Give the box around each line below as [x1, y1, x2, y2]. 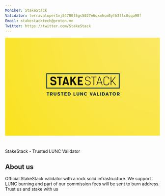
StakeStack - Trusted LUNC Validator [5, 148, 80, 154]
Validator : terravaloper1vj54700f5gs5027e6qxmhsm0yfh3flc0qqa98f [5, 13, 141, 18]
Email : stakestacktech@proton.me [5, 18, 74, 23]
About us [5, 163, 34, 171]
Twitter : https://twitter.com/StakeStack [5, 24, 91, 28]
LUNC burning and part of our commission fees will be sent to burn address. [5, 181, 160, 187]
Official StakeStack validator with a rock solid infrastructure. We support [5, 176, 151, 182]
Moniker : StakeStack [5, 8, 48, 13]
